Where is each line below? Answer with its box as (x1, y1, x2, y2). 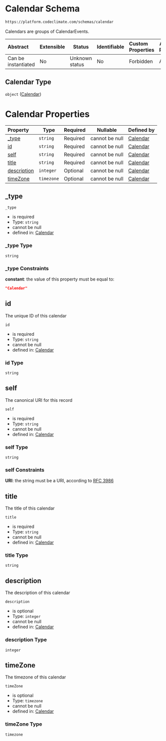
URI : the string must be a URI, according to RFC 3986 (5, 478, 114, 484)
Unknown (70, 55, 92, 62)
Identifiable (96, 43, 124, 50)
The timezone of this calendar (5, 674, 66, 680)
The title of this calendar (5, 505, 55, 512)
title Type (5, 552, 29, 559)
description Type (5, 636, 47, 643)
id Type (5, 359, 24, 366)
